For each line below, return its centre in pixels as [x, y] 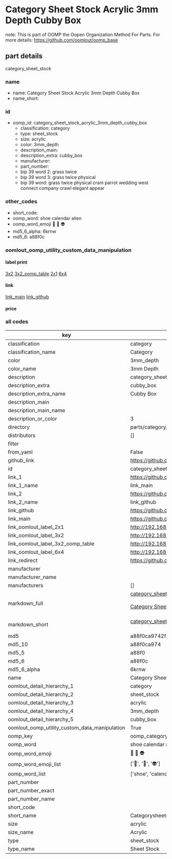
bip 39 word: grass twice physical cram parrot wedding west [84, 183]
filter [14, 444]
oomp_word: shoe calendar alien [47, 218]
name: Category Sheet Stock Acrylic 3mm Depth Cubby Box [76, 93]
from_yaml [20, 452]
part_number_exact [31, 790]
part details [24, 56]
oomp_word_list [27, 774]
